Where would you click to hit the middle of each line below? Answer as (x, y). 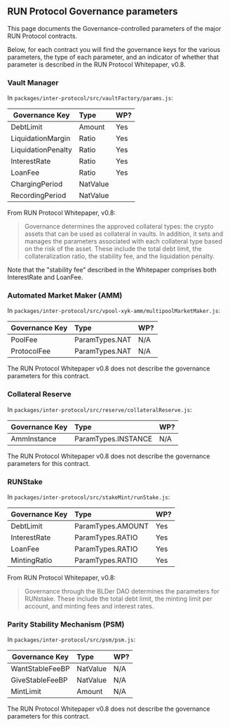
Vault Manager (33, 82)
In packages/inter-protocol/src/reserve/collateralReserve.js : (100, 409)
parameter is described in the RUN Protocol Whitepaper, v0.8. (96, 64)
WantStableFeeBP (40, 669)
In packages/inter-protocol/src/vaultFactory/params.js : (90, 98)
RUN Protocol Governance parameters (93, 12)
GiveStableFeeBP (39, 680)
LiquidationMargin (41, 138)
